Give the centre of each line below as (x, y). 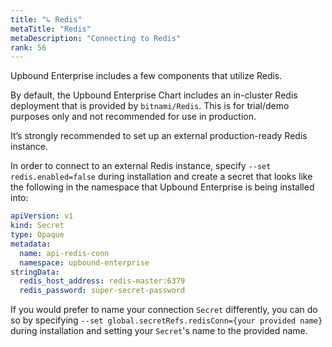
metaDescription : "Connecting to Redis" (96, 38)
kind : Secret (37, 226)
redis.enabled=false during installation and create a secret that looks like (161, 177)
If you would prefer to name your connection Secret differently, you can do (164, 310)
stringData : (35, 272)
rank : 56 (28, 47)
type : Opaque (37, 235)
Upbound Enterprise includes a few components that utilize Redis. (146, 76)
